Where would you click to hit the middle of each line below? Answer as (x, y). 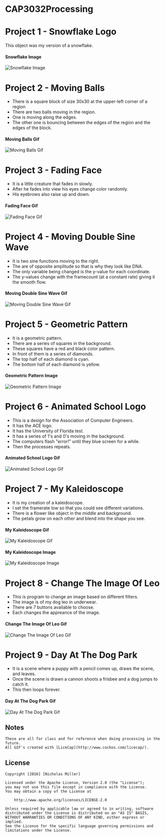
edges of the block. (32, 128)
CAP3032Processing (49, 9)
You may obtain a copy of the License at (48, 791)
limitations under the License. (38, 831)
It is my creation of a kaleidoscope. (48, 502)
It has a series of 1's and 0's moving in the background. (68, 436)
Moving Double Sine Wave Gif (36, 294)
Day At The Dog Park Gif (30, 701)
